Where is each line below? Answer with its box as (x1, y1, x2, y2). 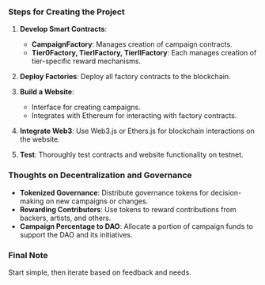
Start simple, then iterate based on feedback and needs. (8, 268, 191, 277)
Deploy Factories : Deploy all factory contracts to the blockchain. (19, 72, 231, 82)
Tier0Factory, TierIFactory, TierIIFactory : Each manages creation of (31, 48, 257, 58)
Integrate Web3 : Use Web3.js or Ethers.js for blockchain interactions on (19, 126, 256, 136)
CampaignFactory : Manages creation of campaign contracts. (31, 40, 233, 49)
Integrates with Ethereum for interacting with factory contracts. (31, 111, 237, 120)
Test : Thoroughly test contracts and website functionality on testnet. (19, 150, 244, 160)
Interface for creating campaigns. (31, 102, 141, 112)
